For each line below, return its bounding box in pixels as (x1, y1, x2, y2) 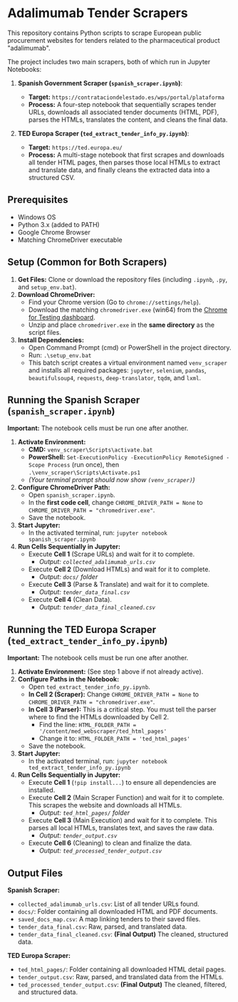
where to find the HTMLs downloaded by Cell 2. (28, 713, 170, 721)
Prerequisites (7, 194, 68, 206)
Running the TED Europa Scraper (7, 623, 157, 635)
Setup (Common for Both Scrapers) (7, 256, 167, 268)
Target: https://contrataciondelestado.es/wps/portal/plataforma (28, 93, 224, 101)
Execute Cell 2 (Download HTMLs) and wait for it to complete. (28, 565, 210, 574)
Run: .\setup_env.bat (28, 350, 92, 359)
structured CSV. (28, 173, 76, 182)
